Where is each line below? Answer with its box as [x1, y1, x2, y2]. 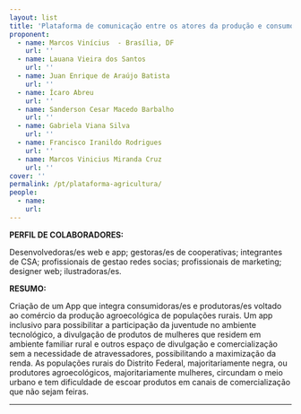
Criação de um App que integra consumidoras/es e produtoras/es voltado [9, 300, 282, 311]
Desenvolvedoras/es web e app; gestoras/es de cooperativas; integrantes [9, 246, 283, 257]
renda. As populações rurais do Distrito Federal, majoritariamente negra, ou [9, 358, 288, 368]
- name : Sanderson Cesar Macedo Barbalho [17, 105, 175, 114]
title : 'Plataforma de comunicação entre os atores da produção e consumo [9, 22, 295, 30]
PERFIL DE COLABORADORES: [9, 229, 124, 240]
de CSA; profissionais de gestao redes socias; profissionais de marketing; [9, 256, 282, 267]
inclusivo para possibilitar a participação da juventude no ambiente [9, 319, 257, 330]
